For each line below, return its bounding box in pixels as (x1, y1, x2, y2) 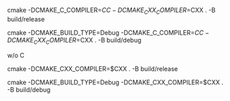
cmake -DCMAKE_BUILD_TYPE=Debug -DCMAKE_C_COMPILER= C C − (7, 28, 210, 37)
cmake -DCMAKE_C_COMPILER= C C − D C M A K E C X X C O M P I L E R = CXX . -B (7, 6, 216, 16)
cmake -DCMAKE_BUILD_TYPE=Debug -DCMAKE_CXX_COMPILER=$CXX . (7, 78, 224, 86)
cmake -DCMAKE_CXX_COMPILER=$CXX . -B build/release (7, 64, 178, 72)
